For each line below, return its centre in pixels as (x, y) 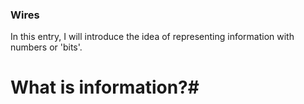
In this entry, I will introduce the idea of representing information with (152, 37)
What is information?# (105, 87)
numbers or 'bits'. (46, 47)
